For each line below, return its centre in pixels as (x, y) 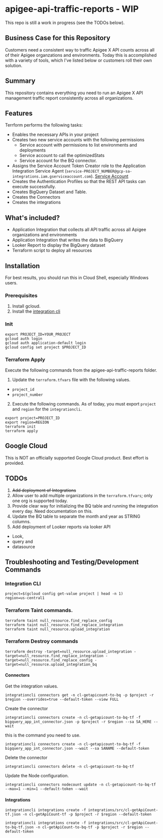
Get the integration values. (32, 686)
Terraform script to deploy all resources (52, 251)
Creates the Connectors (36, 197)
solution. (14, 65)
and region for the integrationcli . (47, 409)
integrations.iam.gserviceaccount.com (51, 177)
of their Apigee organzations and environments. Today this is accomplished (81, 55)
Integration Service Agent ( (39, 171)
